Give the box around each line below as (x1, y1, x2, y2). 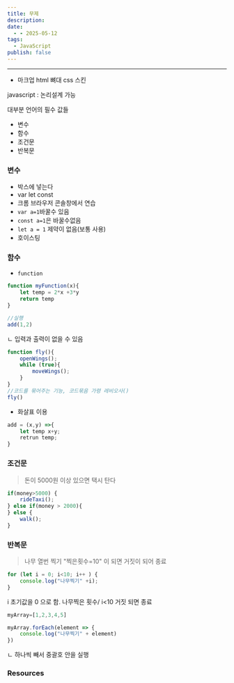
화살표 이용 (17, 407, 48, 416)
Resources (7, 668, 45, 678)
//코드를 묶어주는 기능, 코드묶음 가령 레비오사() (7, 387, 130, 394)
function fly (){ (7, 348, 54, 356)
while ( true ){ (19, 361, 61, 368)
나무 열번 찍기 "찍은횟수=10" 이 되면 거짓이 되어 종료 (24, 557, 167, 566)
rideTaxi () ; (19, 496, 54, 503)
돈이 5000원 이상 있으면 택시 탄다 (24, 476, 116, 484)
